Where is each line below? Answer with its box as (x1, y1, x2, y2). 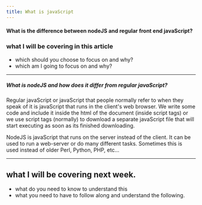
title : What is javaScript (6, 8, 74, 15)
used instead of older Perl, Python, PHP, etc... (6, 146, 120, 153)
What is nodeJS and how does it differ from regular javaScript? (6, 82, 168, 89)
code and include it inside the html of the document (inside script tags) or (6, 109, 188, 117)
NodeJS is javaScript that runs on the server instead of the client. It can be (6, 134, 191, 141)
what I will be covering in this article (6, 43, 114, 51)
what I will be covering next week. (6, 169, 136, 180)
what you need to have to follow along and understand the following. (14, 192, 185, 199)
